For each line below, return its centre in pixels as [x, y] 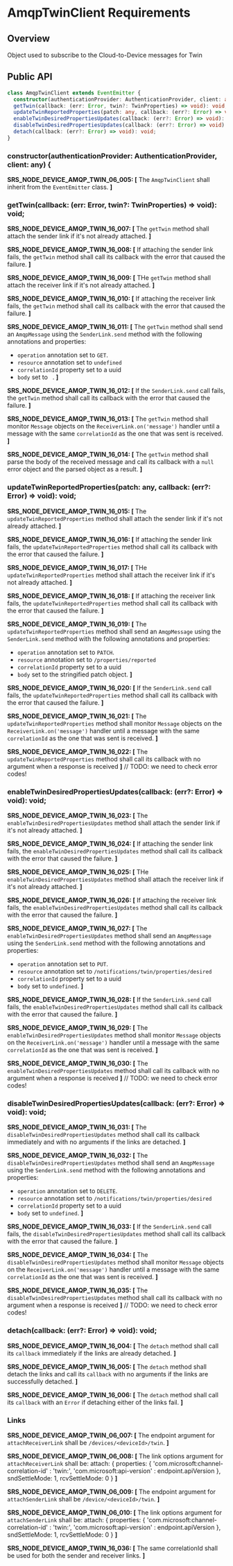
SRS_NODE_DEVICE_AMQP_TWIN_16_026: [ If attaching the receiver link [112, 900]
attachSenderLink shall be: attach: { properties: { [76, 1519]
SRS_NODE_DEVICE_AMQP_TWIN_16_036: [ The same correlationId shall [113, 1548]
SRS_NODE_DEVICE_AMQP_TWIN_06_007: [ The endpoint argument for [111, 1435]
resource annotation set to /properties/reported [86, 659]
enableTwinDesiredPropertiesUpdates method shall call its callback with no [113, 1071]
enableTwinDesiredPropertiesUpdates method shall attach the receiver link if [115, 879]
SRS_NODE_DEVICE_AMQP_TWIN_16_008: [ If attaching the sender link [110, 250]
